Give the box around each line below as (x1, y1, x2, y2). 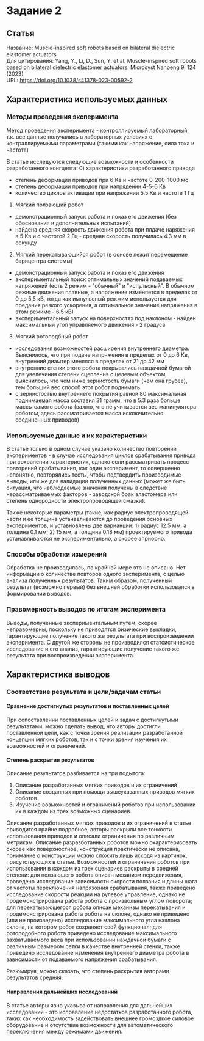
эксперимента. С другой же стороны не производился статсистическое (6, 638, 195, 646)
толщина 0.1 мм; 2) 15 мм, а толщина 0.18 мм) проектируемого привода (6, 528, 193, 535)
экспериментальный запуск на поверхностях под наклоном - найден (15, 314, 196, 321)
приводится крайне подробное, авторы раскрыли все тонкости (6, 826, 172, 833)
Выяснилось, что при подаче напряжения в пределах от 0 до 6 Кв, (15, 351, 189, 358)
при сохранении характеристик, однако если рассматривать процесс (6, 458, 189, 465)
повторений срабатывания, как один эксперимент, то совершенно (6, 464, 181, 472)
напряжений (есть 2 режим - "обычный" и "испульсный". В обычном (15, 282, 195, 289)
